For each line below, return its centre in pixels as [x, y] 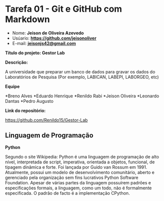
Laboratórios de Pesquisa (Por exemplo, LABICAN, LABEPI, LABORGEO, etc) [82, 77]
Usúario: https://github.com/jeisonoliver [54, 38]
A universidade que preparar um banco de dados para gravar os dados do [80, 71]
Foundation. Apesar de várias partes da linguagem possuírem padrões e [78, 182]
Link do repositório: [25, 111]
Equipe [13, 86]
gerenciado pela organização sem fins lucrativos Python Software [72, 178]
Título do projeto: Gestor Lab [35, 53]
